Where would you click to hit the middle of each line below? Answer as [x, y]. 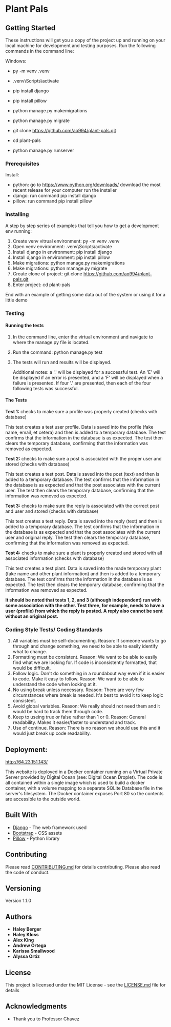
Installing [17, 214]
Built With [21, 815]
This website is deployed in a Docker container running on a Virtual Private [84, 772]
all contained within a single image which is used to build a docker [75, 783]
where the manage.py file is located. [51, 342]
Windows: [16, 61]
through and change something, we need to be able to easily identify [85, 646]
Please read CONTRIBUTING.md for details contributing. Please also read [83, 867]
